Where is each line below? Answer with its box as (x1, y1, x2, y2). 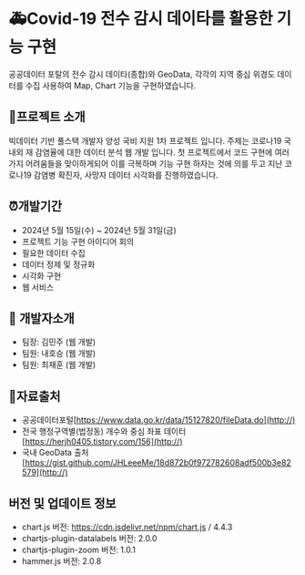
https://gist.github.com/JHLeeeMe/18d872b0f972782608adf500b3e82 (25, 457, 292, 468)
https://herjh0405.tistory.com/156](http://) (25, 436, 183, 447)
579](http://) (21, 467, 69, 478)
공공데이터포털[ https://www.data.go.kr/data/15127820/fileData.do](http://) (21, 415, 296, 426)
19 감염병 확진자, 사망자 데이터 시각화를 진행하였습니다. (23, 169, 219, 180)
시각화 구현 (21, 270, 62, 281)
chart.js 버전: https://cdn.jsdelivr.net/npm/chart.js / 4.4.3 (21, 521, 233, 532)
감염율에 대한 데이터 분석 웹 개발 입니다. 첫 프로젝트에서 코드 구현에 (35, 147, 273, 158)
